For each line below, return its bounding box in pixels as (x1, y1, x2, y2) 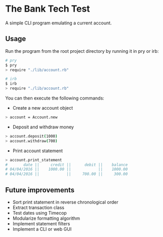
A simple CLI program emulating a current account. (5, 20, 112, 26)
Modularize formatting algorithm (12, 215, 80, 221)
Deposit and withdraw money (12, 124, 74, 130)
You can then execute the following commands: (5, 95, 105, 101)
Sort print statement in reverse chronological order (12, 199, 119, 205)
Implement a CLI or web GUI (12, 226, 72, 232)
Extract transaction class (12, 204, 65, 211)
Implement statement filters (12, 220, 70, 226)
